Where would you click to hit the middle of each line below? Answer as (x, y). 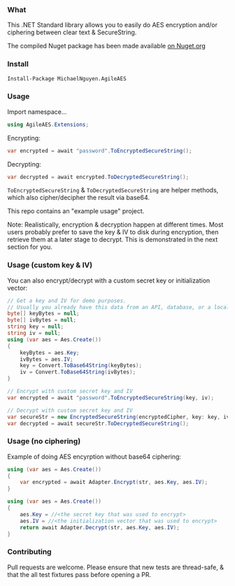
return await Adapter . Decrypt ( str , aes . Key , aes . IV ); (100, 527)
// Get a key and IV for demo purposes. (67, 301)
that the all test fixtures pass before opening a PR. (79, 574)
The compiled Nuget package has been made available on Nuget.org (107, 46)
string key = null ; (36, 327)
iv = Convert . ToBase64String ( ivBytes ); (78, 372)
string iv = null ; (34, 334)
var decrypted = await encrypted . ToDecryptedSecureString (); (98, 177)
